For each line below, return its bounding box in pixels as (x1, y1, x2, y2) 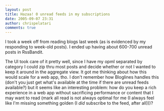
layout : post (5, 7, 32, 12)
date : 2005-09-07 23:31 (5, 16, 54, 21)
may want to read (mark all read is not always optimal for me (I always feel (5, 95, 155, 101)
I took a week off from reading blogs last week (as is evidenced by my (5, 39, 146, 44)
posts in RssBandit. (5, 49, 44, 55)
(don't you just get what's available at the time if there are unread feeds (5, 79, 149, 86)
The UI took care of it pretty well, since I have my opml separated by (5, 59, 143, 65)
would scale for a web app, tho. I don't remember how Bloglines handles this (5, 74, 159, 80)
